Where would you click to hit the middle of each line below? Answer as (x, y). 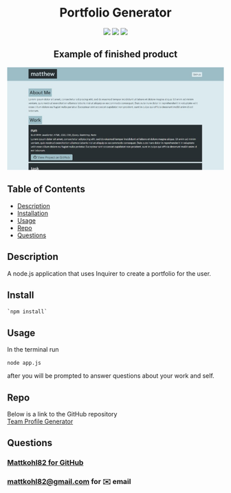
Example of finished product (115, 54)
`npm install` (27, 312)
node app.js (24, 363)
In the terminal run (33, 350)
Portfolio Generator (115, 13)
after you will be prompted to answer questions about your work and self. (111, 376)
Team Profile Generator (40, 421)
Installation (33, 213)
